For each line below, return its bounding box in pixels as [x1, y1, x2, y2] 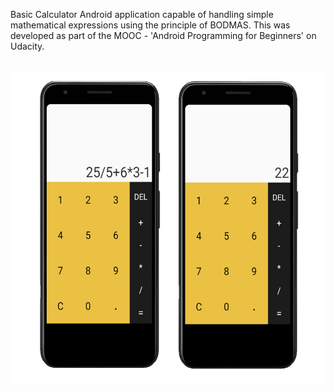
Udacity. [10, 40, 45, 52]
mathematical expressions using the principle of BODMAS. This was [10, 19, 291, 31]
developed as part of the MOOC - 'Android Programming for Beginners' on [10, 30, 317, 41]
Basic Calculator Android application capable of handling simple [10, 9, 274, 20]
